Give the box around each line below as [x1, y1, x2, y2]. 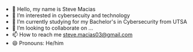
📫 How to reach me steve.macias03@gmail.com [11, 31, 133, 38]
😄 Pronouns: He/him [11, 40, 64, 47]
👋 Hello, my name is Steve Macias [11, 6, 96, 12]
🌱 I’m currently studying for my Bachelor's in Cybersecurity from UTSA [11, 18, 188, 25]
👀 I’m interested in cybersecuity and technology [11, 12, 130, 19]
